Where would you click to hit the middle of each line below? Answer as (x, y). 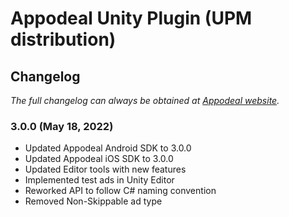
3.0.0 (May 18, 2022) (62, 126)
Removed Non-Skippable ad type (93, 201)
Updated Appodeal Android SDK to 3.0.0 (108, 148)
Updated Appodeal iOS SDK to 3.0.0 (99, 159)
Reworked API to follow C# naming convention (120, 191)
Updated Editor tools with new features (105, 169)
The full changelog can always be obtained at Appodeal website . (145, 100)
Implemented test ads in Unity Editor (99, 180)
